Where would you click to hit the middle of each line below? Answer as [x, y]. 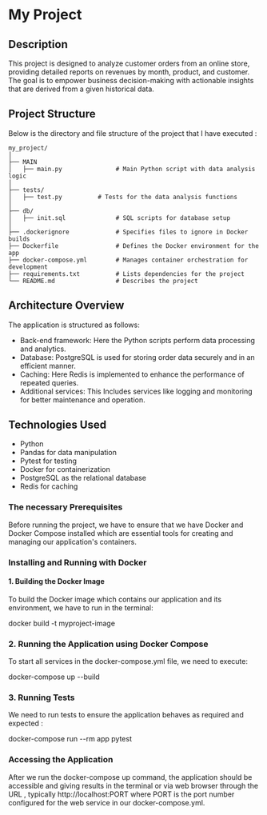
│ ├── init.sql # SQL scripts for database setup [119, 218]
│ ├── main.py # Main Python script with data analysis [132, 169]
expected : [26, 723]
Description [38, 44]
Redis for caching [49, 486]
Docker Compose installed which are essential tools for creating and [121, 533]
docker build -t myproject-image [62, 623]
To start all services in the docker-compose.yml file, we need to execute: [128, 661]
